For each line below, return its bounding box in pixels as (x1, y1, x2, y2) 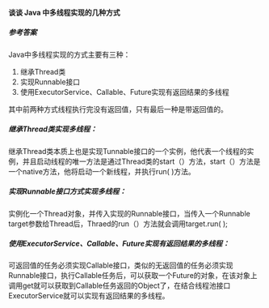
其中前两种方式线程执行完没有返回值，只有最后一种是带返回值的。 (8, 104, 228, 113)
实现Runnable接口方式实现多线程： (8, 186, 127, 196)
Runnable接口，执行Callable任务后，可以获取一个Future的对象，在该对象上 (8, 271, 258, 280)
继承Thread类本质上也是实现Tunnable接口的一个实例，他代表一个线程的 (8, 146, 247, 156)
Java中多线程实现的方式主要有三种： (8, 49, 131, 59)
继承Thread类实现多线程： (8, 124, 98, 134)
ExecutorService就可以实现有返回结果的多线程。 (8, 291, 170, 301)
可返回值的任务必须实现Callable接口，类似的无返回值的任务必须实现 (8, 260, 233, 271)
